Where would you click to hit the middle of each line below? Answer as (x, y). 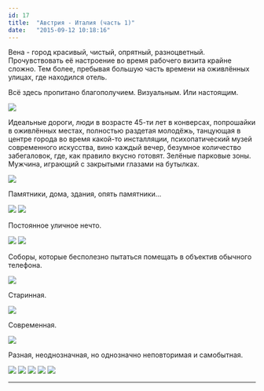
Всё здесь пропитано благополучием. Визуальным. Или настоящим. (123, 93)
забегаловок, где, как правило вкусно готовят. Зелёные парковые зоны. (130, 156)
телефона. (25, 265)
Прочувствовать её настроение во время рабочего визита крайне (120, 60)
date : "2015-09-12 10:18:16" (59, 30)
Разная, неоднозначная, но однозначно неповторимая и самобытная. (126, 355)
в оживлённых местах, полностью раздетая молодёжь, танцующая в (125, 131)
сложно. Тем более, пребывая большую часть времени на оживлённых (129, 69)
